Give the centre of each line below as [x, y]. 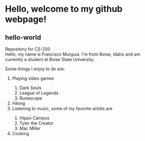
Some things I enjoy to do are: [35, 69]
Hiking [18, 103]
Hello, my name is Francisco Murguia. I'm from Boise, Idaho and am [73, 54]
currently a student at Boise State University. [50, 59]
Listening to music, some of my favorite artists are [62, 109]
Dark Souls [30, 88]
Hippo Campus [34, 118]
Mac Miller [30, 128]
